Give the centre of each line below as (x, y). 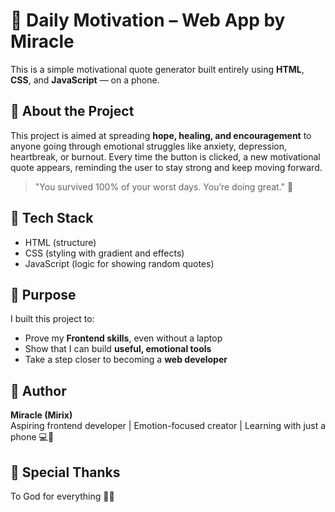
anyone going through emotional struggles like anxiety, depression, (149, 146)
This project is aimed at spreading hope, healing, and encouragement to (161, 135)
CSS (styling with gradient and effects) (104, 253)
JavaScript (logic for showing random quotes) (119, 263)
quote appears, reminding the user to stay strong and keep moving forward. (166, 167)
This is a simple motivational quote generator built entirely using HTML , (157, 69)
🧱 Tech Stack (52, 218)
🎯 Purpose (43, 294)
